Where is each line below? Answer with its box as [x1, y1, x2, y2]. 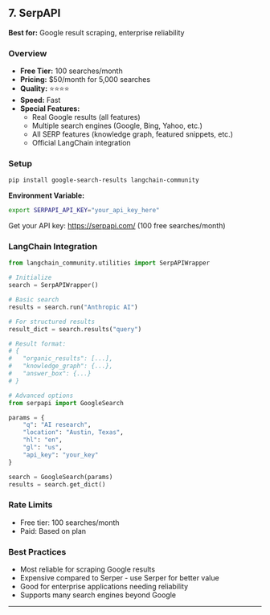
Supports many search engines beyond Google [19, 590, 177, 600]
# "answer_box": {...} [8, 370, 92, 378]
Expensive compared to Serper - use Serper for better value [19, 573, 219, 583]
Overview [8, 47, 47, 59]
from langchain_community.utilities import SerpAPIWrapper [8, 259, 211, 268]
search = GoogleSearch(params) [8, 473, 113, 481]
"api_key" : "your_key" [22, 450, 99, 459]
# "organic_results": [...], [8, 355, 113, 363]
